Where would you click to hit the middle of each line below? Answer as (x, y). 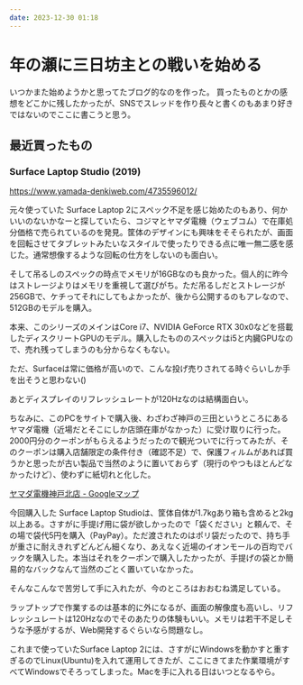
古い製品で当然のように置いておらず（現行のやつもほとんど (175, 463)
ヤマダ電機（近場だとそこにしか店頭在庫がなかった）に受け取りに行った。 (147, 430)
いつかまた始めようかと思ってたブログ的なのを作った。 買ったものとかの (145, 92)
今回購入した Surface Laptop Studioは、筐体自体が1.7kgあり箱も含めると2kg (151, 513)
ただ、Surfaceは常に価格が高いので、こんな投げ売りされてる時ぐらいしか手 (150, 369)
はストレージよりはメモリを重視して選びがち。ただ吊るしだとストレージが (147, 286)
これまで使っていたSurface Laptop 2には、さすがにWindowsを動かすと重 (146, 649)
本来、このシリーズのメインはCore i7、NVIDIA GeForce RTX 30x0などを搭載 (151, 327)
